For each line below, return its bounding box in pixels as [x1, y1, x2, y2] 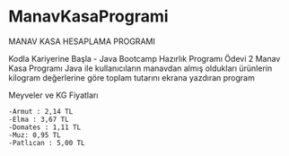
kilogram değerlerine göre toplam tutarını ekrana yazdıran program [8, 72, 255, 82]
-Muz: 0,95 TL [8, 130, 62, 140]
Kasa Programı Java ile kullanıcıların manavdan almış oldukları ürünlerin [8, 63, 273, 74]
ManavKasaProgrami [8, 6, 169, 27]
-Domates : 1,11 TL [8, 123, 82, 132]
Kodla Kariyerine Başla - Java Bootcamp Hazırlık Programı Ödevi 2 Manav [8, 53, 281, 64]
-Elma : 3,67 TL [8, 115, 69, 124]
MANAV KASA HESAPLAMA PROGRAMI [8, 36, 156, 47]
